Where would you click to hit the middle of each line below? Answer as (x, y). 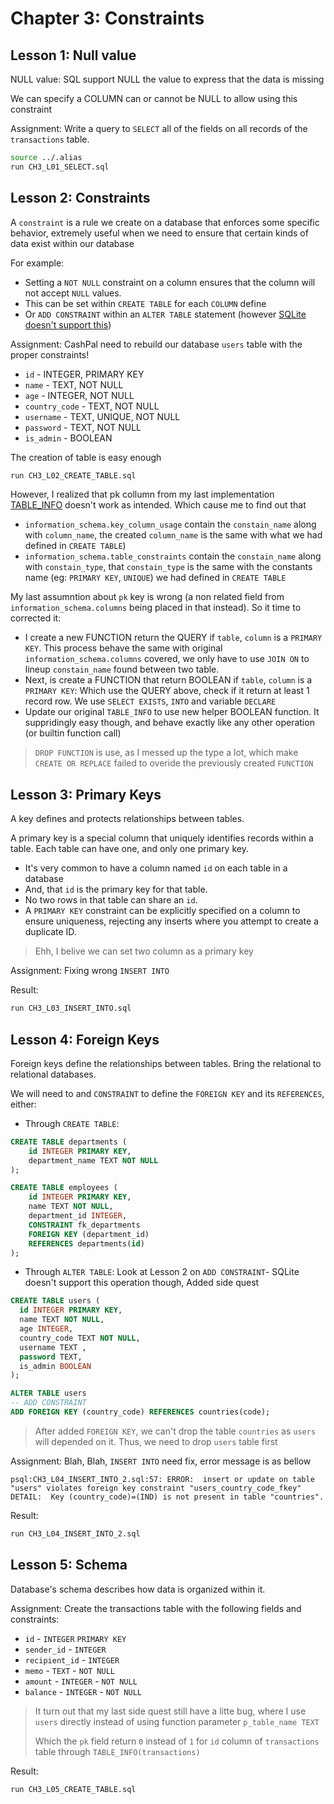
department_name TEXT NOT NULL (93, 1160)
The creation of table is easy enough (86, 457)
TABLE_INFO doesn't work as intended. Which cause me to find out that (158, 505)
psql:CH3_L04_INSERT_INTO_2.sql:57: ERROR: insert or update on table (162, 1479)
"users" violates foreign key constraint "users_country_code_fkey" (156, 1488)
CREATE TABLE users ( (55, 1301)
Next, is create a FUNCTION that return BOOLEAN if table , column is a (168, 680)
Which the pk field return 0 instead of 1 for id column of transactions (177, 1741)
